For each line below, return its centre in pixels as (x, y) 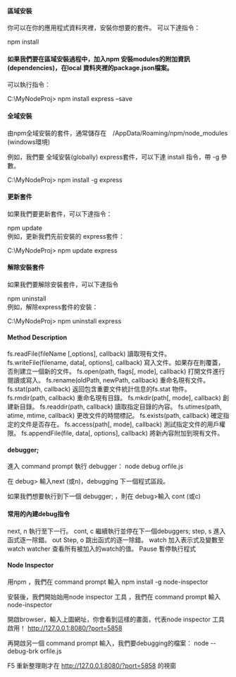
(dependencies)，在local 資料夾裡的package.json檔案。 (91, 68)
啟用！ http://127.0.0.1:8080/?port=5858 (65, 628)
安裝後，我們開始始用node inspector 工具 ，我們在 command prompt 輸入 (114, 597)
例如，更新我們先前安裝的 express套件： (66, 236)
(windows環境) (29, 142)
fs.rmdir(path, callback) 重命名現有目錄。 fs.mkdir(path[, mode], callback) (114, 398)
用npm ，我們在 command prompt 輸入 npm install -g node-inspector (108, 582)
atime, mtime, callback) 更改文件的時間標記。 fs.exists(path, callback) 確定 (115, 416)
